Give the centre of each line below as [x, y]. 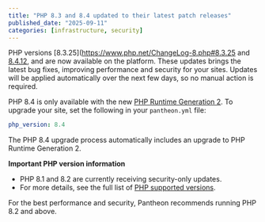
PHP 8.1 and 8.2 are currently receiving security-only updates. [121, 179]
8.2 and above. [32, 212]
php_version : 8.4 [37, 125]
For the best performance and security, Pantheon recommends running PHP [132, 203]
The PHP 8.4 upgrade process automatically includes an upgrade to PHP [127, 140]
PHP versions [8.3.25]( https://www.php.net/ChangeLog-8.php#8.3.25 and [129, 53]
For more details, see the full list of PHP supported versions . [117, 188]
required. [23, 86]
